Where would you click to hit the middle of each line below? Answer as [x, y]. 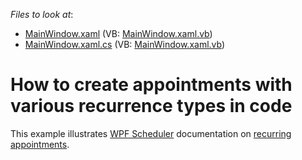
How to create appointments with [151, 85]
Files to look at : [42, 14]
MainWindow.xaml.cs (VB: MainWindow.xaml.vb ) [125, 44]
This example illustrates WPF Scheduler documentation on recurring [151, 133]
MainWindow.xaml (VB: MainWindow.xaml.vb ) [118, 33]
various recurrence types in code [151, 106]
